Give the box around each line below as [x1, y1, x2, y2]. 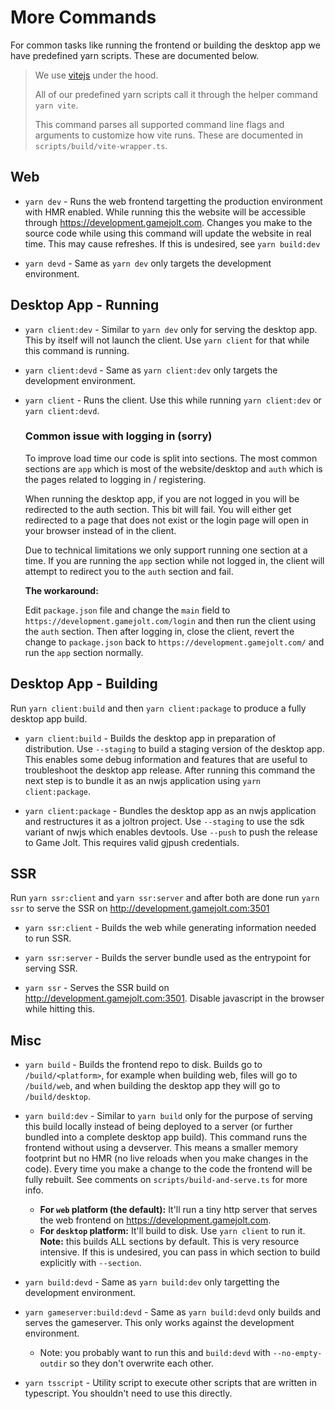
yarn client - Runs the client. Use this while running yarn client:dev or [24, 394, 322, 406]
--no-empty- [272, 1349, 323, 1359]
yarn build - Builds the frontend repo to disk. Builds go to [24, 1059, 263, 1071]
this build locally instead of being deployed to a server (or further [24, 1121, 294, 1133]
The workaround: [24, 584, 99, 596]
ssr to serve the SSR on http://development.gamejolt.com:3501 [10, 902, 270, 915]
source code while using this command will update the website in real [24, 227, 312, 239]
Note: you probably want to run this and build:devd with [39, 1347, 271, 1359]
